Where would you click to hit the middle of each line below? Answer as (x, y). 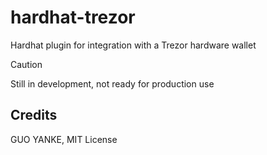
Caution (26, 64)
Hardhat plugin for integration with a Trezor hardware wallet (133, 45)
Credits (34, 115)
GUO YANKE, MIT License (64, 139)
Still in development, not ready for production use (112, 83)
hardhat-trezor (73, 17)
